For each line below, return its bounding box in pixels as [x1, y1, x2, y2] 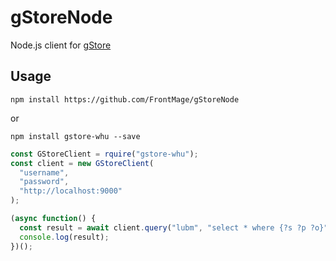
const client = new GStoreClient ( [10, 158, 155, 168]
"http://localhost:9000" [19, 186, 123, 196]
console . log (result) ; [19, 232, 110, 242]
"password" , [19, 177, 70, 187]
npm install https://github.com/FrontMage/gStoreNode [10, 94, 240, 105]
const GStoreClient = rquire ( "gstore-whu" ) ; [10, 149, 199, 159]
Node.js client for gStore [10, 39, 112, 51]
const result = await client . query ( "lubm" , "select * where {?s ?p [19, 222, 307, 233]
